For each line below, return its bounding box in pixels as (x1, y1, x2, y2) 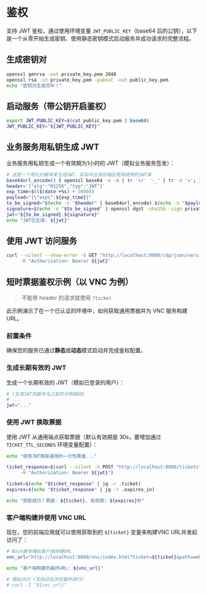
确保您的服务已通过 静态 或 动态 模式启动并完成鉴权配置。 (6, 347, 146, 354)
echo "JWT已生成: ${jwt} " (6, 217, 70, 223)
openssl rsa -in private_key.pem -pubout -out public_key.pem (6, 77, 169, 83)
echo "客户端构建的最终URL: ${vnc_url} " (6, 565, 104, 571)
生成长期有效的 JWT (6, 363, 66, 372)
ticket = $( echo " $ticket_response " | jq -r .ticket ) (6, 481, 141, 487)
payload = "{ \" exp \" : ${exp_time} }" (6, 195, 92, 201)
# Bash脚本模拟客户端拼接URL (6, 549, 72, 555)
